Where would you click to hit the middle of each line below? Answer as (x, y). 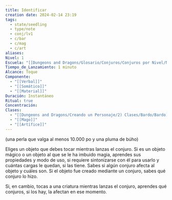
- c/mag (18, 44)
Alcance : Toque (21, 72)
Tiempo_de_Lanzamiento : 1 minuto (41, 67)
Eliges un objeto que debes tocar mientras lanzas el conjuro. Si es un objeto (85, 149)
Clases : (14, 110)
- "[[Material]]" (28, 91)
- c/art (18, 48)
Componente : (18, 77)
